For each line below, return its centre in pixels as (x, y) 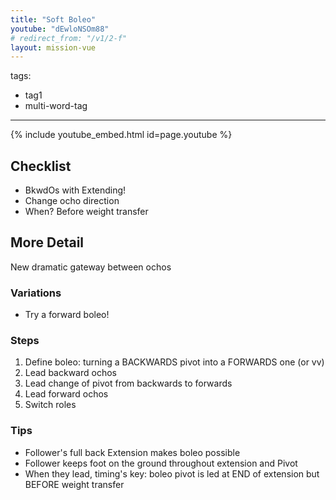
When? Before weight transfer (86, 212)
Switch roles (50, 405)
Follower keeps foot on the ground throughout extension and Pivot (161, 463)
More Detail (47, 242)
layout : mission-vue (53, 47)
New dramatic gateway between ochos (91, 267)
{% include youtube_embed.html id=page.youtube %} (121, 135)
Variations (36, 293)
